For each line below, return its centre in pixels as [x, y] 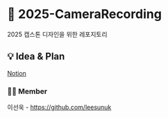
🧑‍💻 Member [27, 91]
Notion [17, 73]
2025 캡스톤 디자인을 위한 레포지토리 [57, 34]
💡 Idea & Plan [36, 57]
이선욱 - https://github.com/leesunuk [59, 108]
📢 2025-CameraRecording [84, 14]
